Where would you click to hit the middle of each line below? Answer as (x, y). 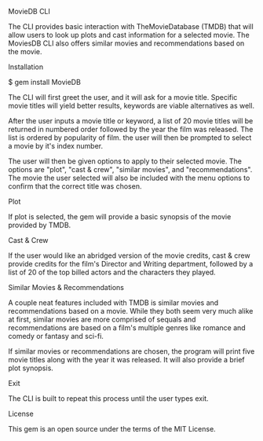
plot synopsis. (31, 368)
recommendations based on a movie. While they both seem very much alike (131, 311)
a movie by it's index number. (56, 146)
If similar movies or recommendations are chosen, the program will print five (131, 351)
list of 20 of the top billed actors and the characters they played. (112, 272)
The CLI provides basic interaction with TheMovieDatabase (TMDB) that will (131, 26)
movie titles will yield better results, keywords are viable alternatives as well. (131, 106)
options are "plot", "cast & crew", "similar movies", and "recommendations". (130, 169)
